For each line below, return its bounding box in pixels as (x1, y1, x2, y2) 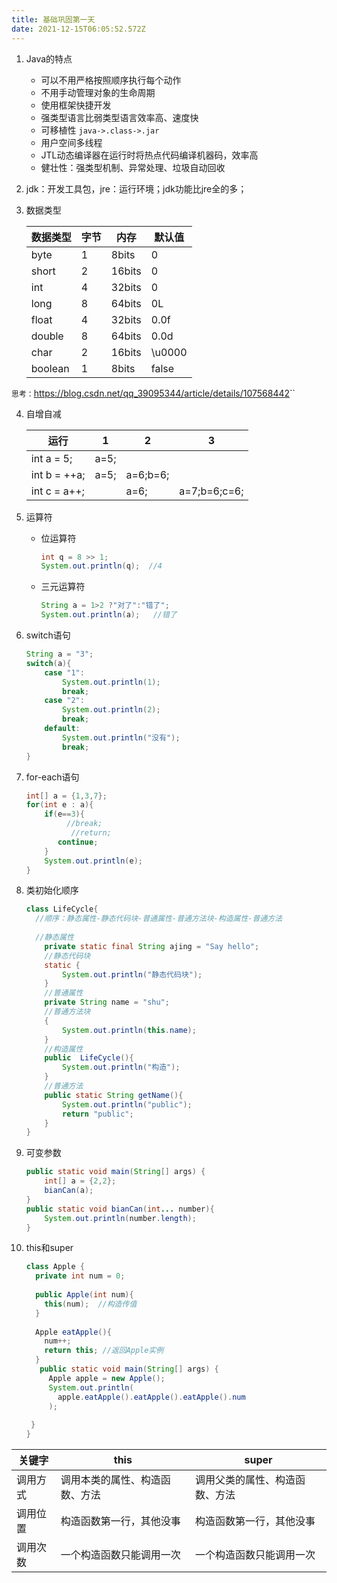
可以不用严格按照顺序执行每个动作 (40, 74, 182, 86)
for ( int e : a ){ (25, 800, 94, 810)
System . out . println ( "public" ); (62, 1099, 193, 1110)
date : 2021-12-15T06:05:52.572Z (11, 24, 146, 34)
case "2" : (44, 696, 85, 706)
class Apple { (25, 1262, 85, 1272)
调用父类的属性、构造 (195, 1473, 296, 1486)
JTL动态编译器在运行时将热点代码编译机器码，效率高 (40, 149, 259, 161)
